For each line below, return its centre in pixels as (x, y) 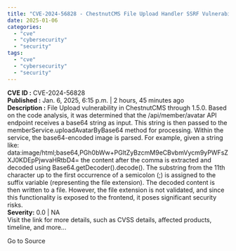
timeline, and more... (37, 227)
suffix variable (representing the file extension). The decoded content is (111, 182)
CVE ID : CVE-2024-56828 (46, 93)
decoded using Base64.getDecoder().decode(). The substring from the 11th (116, 167)
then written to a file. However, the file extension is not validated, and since (116, 190)
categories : (25, 27)
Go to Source (26, 240)
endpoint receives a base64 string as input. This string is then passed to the (117, 122)
